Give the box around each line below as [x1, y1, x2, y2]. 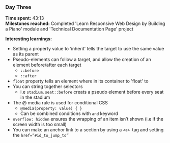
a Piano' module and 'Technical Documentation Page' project [5, 26, 133, 32]
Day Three [5, 4, 32, 11]
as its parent [12, 51, 39, 57]
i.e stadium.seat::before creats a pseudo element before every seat [20, 89, 164, 95]
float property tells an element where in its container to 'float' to [12, 78, 149, 84]
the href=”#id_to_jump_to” [12, 132, 69, 138]
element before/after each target [12, 62, 81, 68]
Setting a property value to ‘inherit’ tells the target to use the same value [12, 46, 164, 52]
